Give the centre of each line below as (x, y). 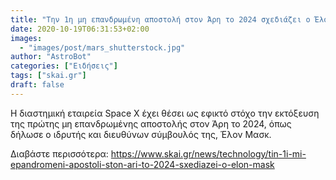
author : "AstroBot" (51, 57)
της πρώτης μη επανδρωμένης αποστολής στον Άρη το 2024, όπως (151, 123)
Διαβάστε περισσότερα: (59, 153)
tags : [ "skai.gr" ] (48, 76)
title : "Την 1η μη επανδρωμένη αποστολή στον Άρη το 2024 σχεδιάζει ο (160, 19)
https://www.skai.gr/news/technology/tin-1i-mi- (208, 153)
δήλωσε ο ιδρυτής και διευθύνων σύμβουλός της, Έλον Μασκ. (141, 134)
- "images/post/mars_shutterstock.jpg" (102, 47)
